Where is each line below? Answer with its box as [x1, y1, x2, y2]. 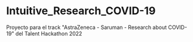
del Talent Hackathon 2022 [15, 30, 82, 37]
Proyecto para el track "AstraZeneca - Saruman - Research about [6, 24, 167, 31]
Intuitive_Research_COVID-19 [6, 4, 156, 18]
